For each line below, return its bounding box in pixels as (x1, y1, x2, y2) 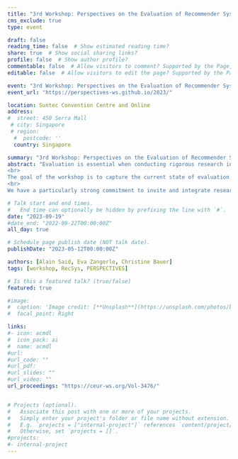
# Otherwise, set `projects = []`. (7, 428, 119, 435)
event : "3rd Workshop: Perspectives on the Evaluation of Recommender (7, 82, 220, 89)
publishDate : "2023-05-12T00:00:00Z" (7, 245, 119, 253)
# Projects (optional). (7, 402, 78, 409)
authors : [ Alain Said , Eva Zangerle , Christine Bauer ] (7, 258, 173, 265)
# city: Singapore (10, 121, 65, 128)
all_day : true (7, 226, 50, 233)
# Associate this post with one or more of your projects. (7, 408, 192, 415)
